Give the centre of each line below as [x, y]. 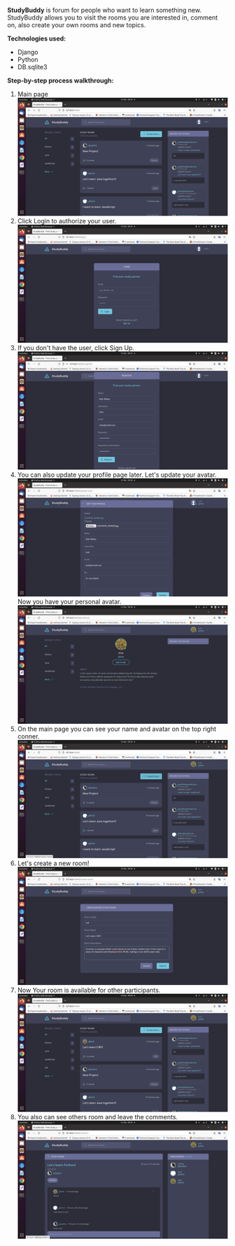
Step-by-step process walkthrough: [60, 80]
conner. [28, 736]
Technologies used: [37, 38]
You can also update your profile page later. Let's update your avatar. [117, 475]
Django [28, 52]
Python [28, 59]
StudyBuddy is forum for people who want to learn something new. [104, 10]
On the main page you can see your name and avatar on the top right [117, 729]
